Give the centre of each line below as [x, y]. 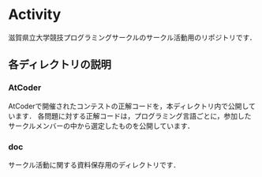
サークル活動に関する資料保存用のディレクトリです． [94, 164]
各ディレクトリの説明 [60, 65]
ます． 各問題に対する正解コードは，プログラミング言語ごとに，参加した [133, 115]
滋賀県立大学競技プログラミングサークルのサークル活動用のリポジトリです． [132, 37]
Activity [35, 15]
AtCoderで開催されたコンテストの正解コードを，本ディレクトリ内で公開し [129, 106]
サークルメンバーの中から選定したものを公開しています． [101, 126]
